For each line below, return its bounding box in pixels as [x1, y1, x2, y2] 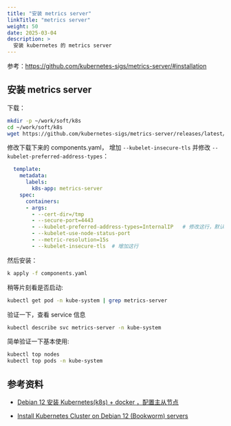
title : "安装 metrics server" [7, 10, 91, 17]
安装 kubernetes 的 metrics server [13, 42, 112, 49]
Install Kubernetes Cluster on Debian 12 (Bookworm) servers [16, 412, 189, 420]
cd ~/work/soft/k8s [7, 123, 63, 131]
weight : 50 [7, 23, 38, 30]
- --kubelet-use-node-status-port [32, 230, 131, 237]
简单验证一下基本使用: [7, 337, 70, 345]
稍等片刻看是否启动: [7, 283, 64, 292]
